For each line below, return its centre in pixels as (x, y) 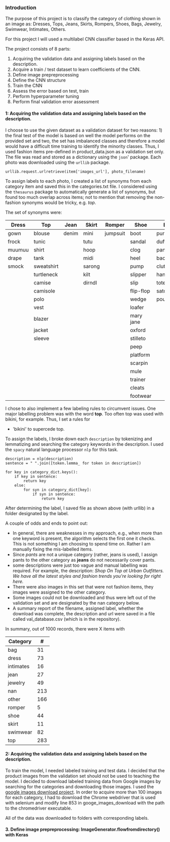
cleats (137, 388)
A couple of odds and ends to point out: (47, 523)
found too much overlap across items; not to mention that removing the (79, 197)
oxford (138, 330)
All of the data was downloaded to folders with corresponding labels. (77, 818)
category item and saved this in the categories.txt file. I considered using (81, 186)
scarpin (139, 363)
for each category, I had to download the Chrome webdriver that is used (80, 797)
